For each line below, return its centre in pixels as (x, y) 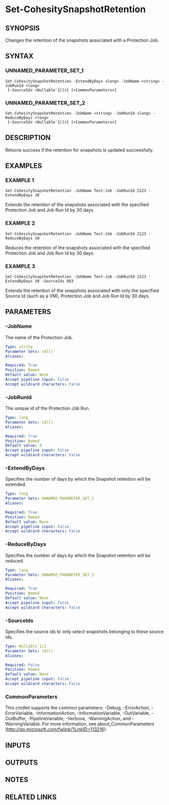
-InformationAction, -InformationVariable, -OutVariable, (93, 713)
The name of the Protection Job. (39, 337)
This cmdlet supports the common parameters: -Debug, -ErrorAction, (78, 708)
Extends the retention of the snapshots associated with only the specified (82, 291)
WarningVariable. (23, 724)
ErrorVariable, (20, 713)
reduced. (15, 561)
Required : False (22, 665)
